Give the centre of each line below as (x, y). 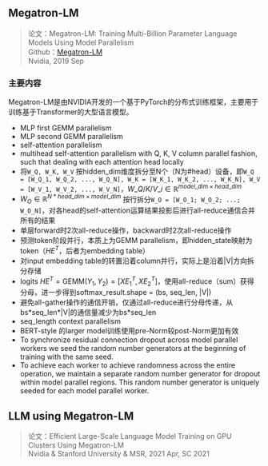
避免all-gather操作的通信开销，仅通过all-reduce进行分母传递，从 (126, 302)
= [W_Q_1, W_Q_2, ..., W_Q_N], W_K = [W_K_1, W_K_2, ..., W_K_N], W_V (140, 180)
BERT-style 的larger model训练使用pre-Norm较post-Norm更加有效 (129, 331)
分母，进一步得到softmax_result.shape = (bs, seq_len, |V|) (116, 293)
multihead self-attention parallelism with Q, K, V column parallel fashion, (138, 153)
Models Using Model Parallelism (81, 42)
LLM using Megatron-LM (71, 416)
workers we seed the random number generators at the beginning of (133, 349)
